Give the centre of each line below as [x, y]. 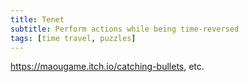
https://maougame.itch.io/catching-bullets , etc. [107, 67]
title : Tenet [37, 19]
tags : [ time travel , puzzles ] [73, 38]
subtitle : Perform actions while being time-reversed [125, 29]
